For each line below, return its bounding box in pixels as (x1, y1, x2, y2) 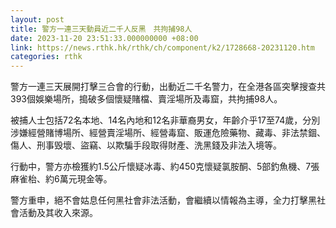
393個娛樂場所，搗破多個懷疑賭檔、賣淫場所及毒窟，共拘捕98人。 (10, 93, 283, 105)
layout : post (10, 14, 65, 25)
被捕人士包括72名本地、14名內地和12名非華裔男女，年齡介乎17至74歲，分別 (10, 114, 321, 126)
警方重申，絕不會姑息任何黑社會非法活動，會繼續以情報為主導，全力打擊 (10, 194, 308, 206)
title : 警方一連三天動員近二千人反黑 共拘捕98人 (10, 24, 193, 34)
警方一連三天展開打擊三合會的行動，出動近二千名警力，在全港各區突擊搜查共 (10, 81, 326, 93)
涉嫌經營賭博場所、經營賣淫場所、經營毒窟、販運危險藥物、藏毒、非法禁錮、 (10, 127, 326, 139)
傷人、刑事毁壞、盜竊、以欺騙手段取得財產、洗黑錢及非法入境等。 (10, 139, 282, 151)
